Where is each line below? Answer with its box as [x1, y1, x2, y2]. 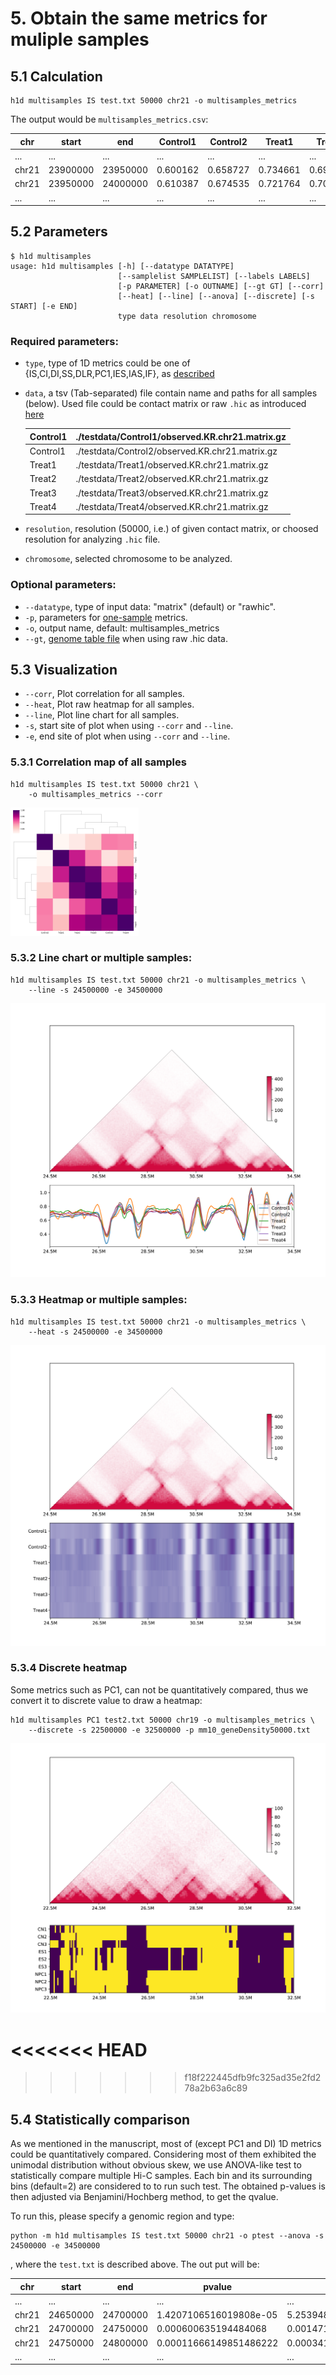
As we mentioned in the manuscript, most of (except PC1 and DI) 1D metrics [10, 2138, 322, 2150]
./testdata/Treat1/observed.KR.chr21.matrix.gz [75, 459, 269, 471]
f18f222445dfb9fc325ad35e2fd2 [184, 2072, 322, 2084]
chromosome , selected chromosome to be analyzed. [24, 553, 233, 565]
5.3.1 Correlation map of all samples [10, 755, 187, 769]
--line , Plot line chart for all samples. [24, 709, 180, 721]
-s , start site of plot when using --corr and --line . [24, 720, 234, 732]
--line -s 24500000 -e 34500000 [28, 985, 163, 995]
